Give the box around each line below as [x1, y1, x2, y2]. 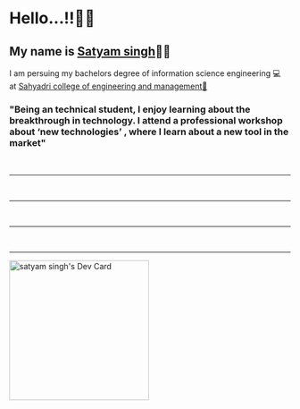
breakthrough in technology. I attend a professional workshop [9, 114, 283, 126]
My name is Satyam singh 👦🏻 [9, 44, 171, 59]
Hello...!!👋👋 [9, 8, 96, 29]
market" [9, 136, 46, 149]
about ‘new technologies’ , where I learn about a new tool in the [9, 125, 289, 138]
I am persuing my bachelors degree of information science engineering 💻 [9, 68, 281, 79]
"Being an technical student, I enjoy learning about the [9, 103, 251, 115]
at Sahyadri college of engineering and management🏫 [9, 81, 208, 91]
